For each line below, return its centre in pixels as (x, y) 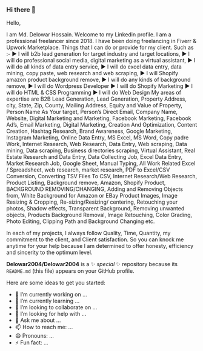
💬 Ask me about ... (38, 320)
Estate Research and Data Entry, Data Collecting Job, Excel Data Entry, (95, 157)
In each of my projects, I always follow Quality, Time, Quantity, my (88, 233)
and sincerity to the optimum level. (49, 252)
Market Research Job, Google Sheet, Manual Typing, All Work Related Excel (101, 164)
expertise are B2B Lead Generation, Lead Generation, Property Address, (96, 99)
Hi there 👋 (21, 10)
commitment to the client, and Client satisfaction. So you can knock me (95, 239)
